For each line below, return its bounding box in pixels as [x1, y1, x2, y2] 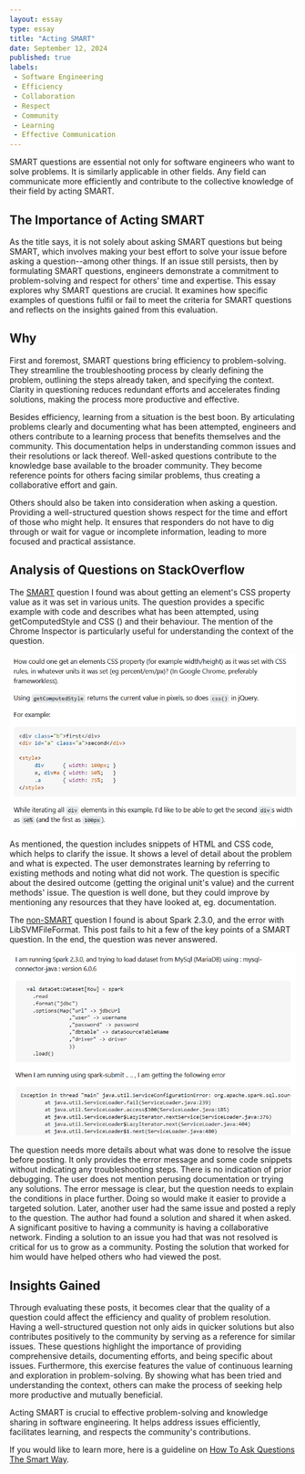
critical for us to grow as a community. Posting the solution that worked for [9, 1242, 290, 1253]
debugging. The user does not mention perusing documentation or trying [9, 1174, 284, 1184]
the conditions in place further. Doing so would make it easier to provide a [9, 1193, 287, 1205]
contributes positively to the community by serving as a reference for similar [9, 1332, 296, 1342]
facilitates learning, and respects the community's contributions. [9, 1427, 251, 1437]
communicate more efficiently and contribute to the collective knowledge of [9, 176, 294, 187]
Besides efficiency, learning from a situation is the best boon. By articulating [9, 411, 296, 422]
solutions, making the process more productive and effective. [9, 394, 239, 405]
